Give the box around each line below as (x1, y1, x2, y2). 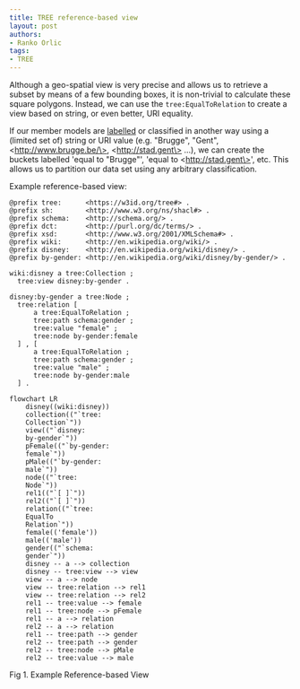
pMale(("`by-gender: (25, 458, 102, 467)
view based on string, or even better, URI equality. (9, 109, 194, 118)
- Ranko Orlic (9, 38, 63, 48)
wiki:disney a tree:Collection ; (9, 269, 134, 278)
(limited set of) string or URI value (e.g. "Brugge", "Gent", (9, 135, 219, 145)
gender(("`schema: (25, 544, 94, 553)
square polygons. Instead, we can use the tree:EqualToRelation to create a (9, 99, 288, 109)
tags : (9, 47, 30, 56)
